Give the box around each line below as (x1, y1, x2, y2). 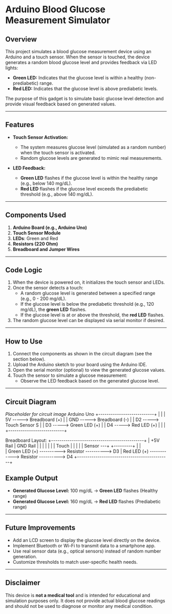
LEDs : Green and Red (12, 235, 58, 241)
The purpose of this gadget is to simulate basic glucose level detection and (5, 96, 164, 101)
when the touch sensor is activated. (20, 150, 96, 156)
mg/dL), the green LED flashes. (20, 306, 87, 313)
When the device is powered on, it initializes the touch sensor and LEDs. (12, 279, 165, 285)
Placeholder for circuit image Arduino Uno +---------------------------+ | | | (5, 411, 165, 417)
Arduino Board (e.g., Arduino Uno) (12, 224, 87, 230)
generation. (12, 553, 37, 559)
